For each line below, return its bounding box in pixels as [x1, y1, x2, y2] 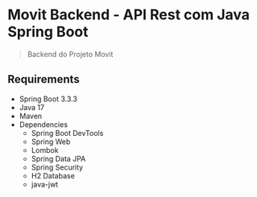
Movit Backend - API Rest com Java [7, 6, 251, 24]
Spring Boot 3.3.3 [19, 94, 78, 104]
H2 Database [31, 170, 76, 180]
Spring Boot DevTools [31, 128, 104, 137]
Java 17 [19, 102, 45, 112]
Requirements [7, 72, 80, 86]
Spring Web [31, 137, 71, 146]
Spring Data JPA [31, 154, 86, 163]
